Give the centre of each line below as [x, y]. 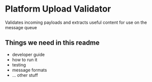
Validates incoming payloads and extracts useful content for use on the [76, 22]
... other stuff [25, 75]
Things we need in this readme [53, 43]
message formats [30, 70]
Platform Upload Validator [58, 9]
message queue [21, 27]
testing [19, 65]
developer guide [28, 54]
